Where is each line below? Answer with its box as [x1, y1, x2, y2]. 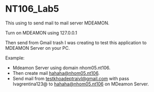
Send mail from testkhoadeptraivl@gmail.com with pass [12, 75, 129, 81]
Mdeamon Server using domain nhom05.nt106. [12, 65, 110, 71]
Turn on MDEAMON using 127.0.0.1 [5, 29, 78, 36]
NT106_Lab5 [5, 3, 59, 15]
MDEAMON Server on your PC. [5, 45, 70, 51]
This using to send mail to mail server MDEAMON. [5, 20, 110, 26]
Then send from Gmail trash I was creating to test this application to [5, 39, 147, 46]
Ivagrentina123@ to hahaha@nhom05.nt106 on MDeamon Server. [12, 81, 149, 87]
